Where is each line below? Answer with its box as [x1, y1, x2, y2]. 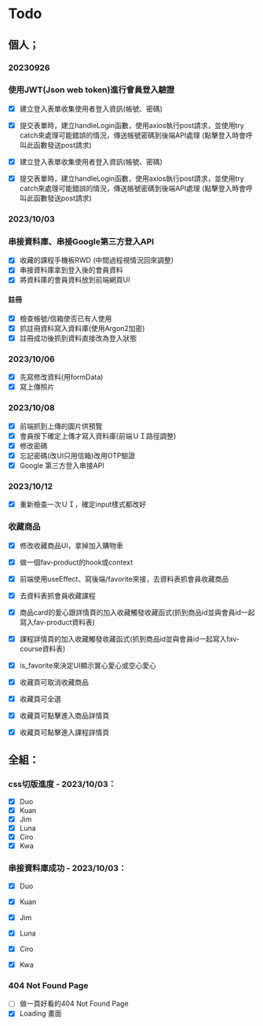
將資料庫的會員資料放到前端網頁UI [19, 275, 130, 285]
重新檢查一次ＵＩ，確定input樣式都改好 [19, 500, 147, 509]
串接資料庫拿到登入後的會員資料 [19, 265, 123, 275]
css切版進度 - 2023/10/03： [8, 778, 116, 789]
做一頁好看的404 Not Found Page [19, 999, 129, 1009]
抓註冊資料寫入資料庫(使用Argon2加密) [19, 323, 145, 333]
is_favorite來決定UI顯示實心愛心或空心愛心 [19, 660, 157, 670]
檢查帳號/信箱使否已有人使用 [19, 314, 112, 323]
